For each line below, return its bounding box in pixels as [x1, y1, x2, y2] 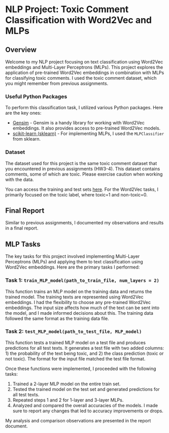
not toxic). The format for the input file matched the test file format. [5, 355, 146, 361]
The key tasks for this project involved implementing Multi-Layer [5, 253, 140, 259]
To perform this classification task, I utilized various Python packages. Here [5, 105, 163, 111]
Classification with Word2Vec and [5, 14, 152, 26]
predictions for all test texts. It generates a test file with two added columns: [5, 345, 164, 351]
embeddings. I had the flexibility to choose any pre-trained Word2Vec [5, 299, 151, 305]
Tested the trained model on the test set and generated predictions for [12, 386, 160, 392]
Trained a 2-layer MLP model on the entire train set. [12, 381, 121, 387]
